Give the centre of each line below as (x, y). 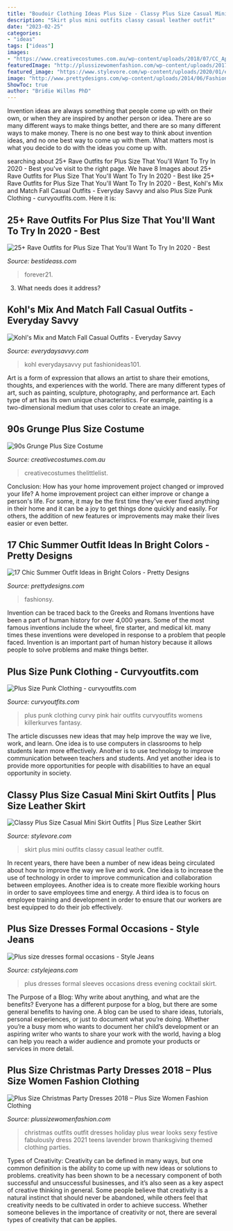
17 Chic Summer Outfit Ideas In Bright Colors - (109, 545)
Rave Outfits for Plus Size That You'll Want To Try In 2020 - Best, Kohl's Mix (115, 183)
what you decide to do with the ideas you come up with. (87, 148)
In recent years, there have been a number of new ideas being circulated (111, 863)
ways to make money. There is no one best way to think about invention (110, 133)
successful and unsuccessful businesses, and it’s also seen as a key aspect (115, 1182)
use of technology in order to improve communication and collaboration (110, 877)
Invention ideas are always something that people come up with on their (110, 111)
